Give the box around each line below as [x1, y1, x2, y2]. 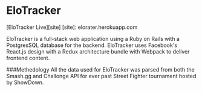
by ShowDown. [6, 79, 44, 86]
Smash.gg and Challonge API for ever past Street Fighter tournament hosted [6, 72, 197, 79]
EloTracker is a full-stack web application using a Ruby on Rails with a [6, 35, 180, 42]
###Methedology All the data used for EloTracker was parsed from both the [6, 66, 195, 73]
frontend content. [6, 54, 50, 61]
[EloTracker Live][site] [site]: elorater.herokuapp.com [6, 23, 138, 31]
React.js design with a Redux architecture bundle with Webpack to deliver [6, 48, 190, 55]
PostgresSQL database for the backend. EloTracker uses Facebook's [6, 41, 178, 49]
